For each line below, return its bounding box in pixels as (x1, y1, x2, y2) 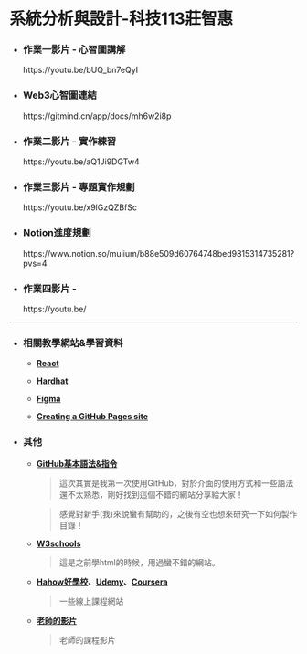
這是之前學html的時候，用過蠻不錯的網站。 (58, 556, 220, 567)
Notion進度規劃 (22, 227, 91, 239)
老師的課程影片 (58, 634, 116, 645)
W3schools (36, 538, 81, 549)
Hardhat (36, 375, 69, 386)
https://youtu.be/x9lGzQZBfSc (22, 202, 137, 213)
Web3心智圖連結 (22, 89, 98, 101)
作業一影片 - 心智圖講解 (22, 43, 126, 56)
